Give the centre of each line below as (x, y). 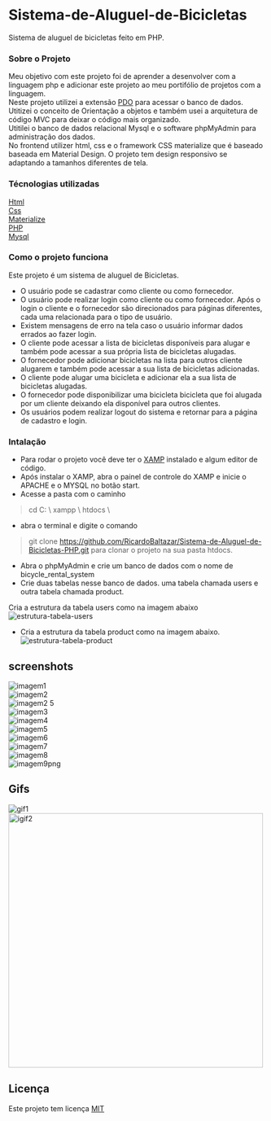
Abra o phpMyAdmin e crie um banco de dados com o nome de (127, 566)
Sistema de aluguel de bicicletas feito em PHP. (86, 37)
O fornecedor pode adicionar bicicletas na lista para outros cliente (131, 360)
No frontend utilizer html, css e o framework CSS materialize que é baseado (135, 146)
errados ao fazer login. (58, 334)
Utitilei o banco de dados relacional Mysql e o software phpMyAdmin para (132, 129)
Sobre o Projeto (39, 59)
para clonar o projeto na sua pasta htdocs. (162, 550)
